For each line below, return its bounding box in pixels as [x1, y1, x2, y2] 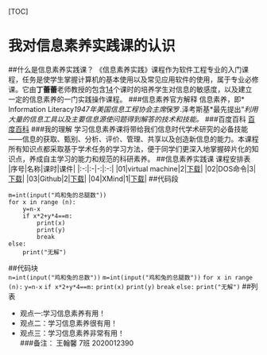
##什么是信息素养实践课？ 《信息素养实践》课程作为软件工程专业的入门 [8, 64, 242, 74]
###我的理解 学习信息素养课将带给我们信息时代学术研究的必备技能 [30, 124, 249, 133]
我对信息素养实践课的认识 [8, 37, 176, 55]
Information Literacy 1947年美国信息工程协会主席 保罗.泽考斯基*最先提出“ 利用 [8, 104, 258, 114]
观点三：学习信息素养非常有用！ [19, 328, 125, 338]
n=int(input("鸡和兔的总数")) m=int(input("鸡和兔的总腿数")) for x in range [8, 273, 253, 281]
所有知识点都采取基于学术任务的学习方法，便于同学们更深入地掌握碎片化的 [8, 144, 252, 153]
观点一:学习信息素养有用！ [19, 308, 106, 318]
